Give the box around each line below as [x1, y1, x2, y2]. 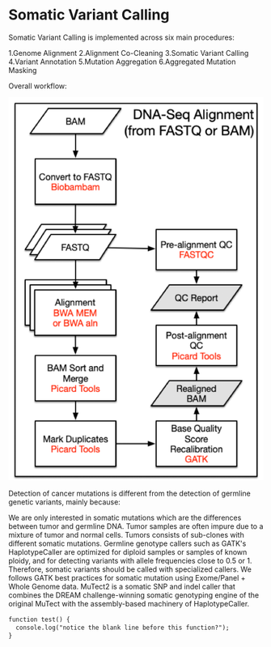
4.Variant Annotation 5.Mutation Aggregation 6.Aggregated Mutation [8, 57, 236, 66]
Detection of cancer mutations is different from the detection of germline [8, 488, 251, 499]
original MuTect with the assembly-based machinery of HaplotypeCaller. [8, 599, 250, 609]
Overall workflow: [8, 81, 67, 91]
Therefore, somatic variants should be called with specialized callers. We [8, 564, 252, 574]
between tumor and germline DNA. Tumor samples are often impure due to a [8, 521, 264, 531]
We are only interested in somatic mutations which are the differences [8, 513, 242, 523]
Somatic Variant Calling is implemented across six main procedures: [8, 32, 235, 42]
